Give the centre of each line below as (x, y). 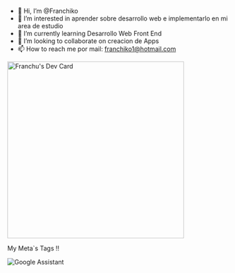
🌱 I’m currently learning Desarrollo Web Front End (90, 33)
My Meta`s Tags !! (34, 248)
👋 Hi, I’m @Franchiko (48, 11)
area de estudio (40, 26)
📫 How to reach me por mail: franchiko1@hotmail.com (97, 49)
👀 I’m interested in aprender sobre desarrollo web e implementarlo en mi (122, 18)
